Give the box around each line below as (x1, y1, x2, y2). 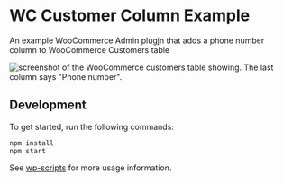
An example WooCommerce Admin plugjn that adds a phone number (9, 35, 265, 46)
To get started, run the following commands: (9, 121, 174, 132)
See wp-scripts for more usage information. (9, 162, 172, 173)
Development (9, 98, 87, 113)
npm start (9, 146, 47, 155)
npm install (9, 138, 54, 148)
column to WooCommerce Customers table (9, 44, 170, 55)
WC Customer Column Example (9, 5, 251, 26)
